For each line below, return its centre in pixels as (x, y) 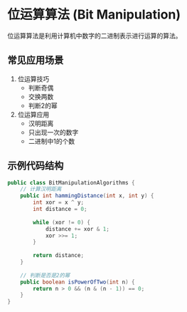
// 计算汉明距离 (41, 189)
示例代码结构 (36, 166)
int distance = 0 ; (60, 209)
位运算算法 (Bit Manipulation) (94, 15)
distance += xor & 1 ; (78, 229)
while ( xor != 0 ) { (62, 222)
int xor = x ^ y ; (58, 203)
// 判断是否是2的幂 (45, 275)
